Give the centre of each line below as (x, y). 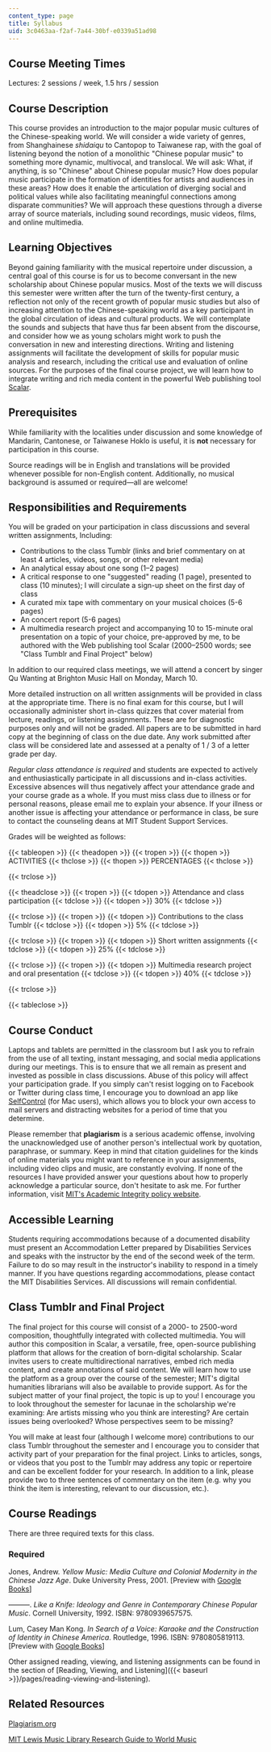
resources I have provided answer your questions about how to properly (128, 1177)
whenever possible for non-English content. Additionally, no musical (121, 473)
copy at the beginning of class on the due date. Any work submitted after (130, 737)
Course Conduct (51, 1030)
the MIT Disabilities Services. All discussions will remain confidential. (123, 1282)
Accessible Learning (61, 1219)
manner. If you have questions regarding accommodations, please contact (132, 1274)
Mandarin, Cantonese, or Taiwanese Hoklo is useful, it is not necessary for (132, 440)
